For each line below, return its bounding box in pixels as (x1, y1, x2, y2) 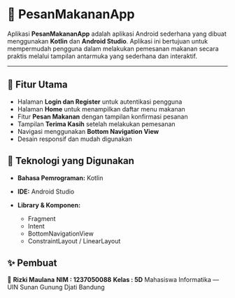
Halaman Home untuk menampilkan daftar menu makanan (17, 104, 185, 113)
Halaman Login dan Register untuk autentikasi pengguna (17, 97, 183, 106)
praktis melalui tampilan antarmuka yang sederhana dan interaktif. (7, 52, 198, 60)
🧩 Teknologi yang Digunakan (7, 155, 135, 167)
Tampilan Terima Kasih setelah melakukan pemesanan (17, 119, 176, 128)
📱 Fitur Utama (7, 79, 68, 90)
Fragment (27, 214, 56, 223)
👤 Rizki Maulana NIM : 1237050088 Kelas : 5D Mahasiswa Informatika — (7, 276, 219, 284)
